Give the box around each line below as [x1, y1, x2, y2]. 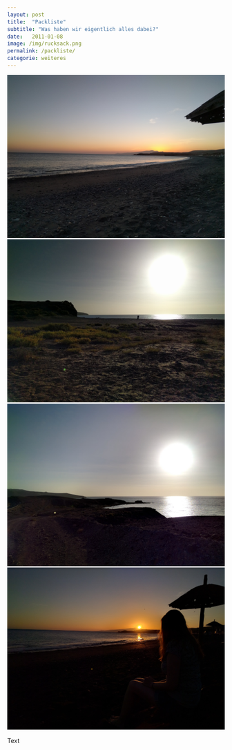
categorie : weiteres [7, 55, 67, 62]
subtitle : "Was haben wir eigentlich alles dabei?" [7, 26, 159, 32]
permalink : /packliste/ [7, 48, 76, 55]
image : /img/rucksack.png [7, 40, 81, 48]
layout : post [7, 11, 45, 18]
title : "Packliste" [7, 18, 67, 26]
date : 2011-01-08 [7, 33, 64, 40]
